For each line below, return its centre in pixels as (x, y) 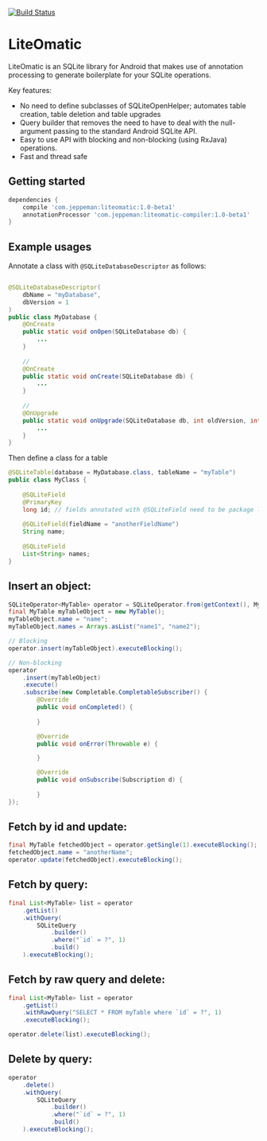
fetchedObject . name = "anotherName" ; (71, 853)
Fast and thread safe (53, 156)
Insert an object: (50, 586)
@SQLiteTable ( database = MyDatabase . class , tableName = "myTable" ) (122, 473)
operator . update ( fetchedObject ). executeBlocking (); (95, 860)
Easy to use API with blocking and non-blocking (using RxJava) (124, 139)
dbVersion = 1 (46, 302)
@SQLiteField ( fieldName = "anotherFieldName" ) (101, 524)
